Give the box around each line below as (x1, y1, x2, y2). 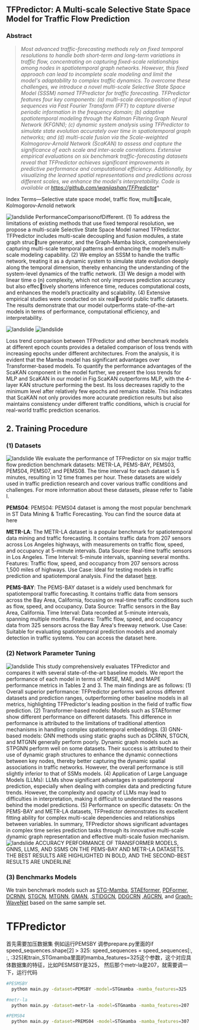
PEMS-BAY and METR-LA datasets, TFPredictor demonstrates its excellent (6, 808, 188, 815)
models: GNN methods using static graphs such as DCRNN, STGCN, (23, 732, 190, 739)
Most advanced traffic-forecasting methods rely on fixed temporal (20, 45, 184, 52)
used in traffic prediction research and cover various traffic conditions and (6, 480, 188, 487)
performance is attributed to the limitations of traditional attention (6, 719, 166, 726)
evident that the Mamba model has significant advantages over (6, 356, 160, 363)
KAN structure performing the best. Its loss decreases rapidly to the (20, 381, 185, 388)
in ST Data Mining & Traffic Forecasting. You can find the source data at (6, 510, 181, 518)
